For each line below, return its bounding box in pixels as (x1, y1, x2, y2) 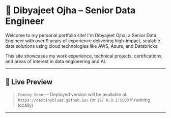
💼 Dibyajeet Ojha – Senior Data (5, 5, 136, 16)
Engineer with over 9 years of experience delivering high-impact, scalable (5, 38, 160, 44)
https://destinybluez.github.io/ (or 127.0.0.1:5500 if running (17, 97, 151, 103)
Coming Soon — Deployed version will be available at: (17, 91, 128, 97)
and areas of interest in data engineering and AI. (5, 58, 107, 64)
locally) (17, 102, 34, 108)
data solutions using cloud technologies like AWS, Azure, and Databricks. (5, 43, 159, 49)
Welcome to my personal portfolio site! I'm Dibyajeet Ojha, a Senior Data (5, 32, 157, 38)
